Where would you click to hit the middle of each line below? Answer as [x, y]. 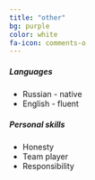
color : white [34, 34]
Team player [45, 157]
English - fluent [50, 103]
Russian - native [52, 94]
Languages [31, 71]
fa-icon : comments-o [48, 43]
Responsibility [48, 166]
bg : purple [30, 26]
